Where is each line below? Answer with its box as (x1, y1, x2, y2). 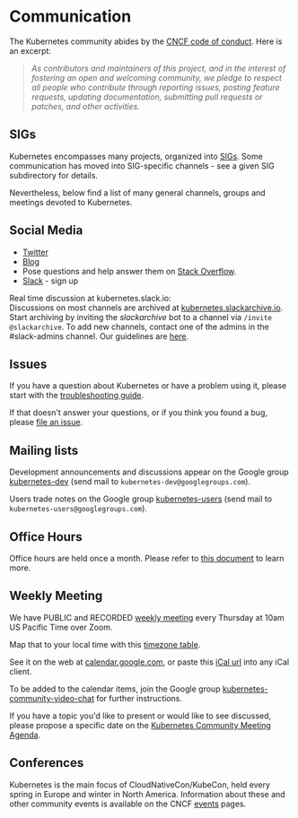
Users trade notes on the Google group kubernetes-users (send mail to (9, 493, 272, 504)
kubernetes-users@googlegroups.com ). (9, 503, 148, 514)
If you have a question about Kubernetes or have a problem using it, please (9, 380, 287, 391)
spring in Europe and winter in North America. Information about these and (9, 788, 285, 799)
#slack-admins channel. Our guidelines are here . (9, 330, 189, 342)
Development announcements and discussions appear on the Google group (9, 466, 289, 477)
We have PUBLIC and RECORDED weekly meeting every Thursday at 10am (9, 612, 285, 622)
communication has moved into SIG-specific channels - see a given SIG (9, 160, 276, 171)
